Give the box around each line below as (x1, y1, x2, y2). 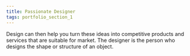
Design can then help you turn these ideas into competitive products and (6, 30, 185, 37)
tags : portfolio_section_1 (6, 14, 73, 20)
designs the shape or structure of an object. (6, 42, 114, 50)
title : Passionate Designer (6, 8, 76, 15)
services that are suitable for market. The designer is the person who (6, 37, 175, 44)
